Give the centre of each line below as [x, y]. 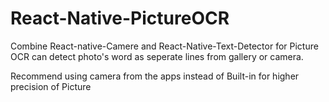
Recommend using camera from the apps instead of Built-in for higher [155, 76]
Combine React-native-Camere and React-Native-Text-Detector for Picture [164, 46]
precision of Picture [51, 86]
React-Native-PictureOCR [120, 18]
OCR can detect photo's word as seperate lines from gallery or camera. [157, 56]
